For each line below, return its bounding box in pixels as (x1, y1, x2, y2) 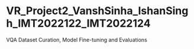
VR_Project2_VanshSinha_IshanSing (6, 4, 189, 18)
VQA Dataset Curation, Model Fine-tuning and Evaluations (6, 36, 148, 43)
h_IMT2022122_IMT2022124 (6, 17, 151, 30)
